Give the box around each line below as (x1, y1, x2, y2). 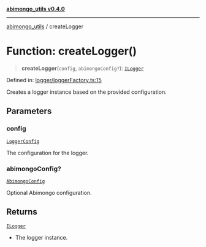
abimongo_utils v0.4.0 (6, 6, 66, 12)
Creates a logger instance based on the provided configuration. (6, 88, 167, 96)
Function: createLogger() (6, 44, 137, 58)
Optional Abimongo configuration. (6, 189, 92, 196)
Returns (6, 207, 38, 217)
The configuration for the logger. (6, 149, 89, 156)
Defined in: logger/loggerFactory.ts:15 (6, 76, 102, 83)
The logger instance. (15, 234, 68, 241)
